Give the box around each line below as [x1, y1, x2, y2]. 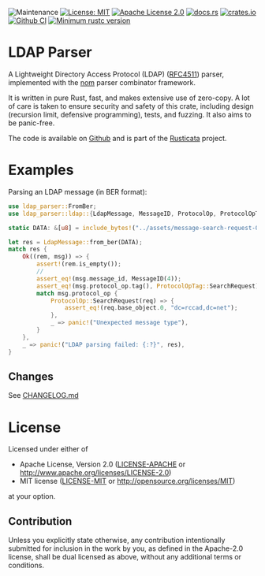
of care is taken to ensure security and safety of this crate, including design [8, 101, 254, 110]
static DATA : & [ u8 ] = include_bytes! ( [8, 224, 136, 232]
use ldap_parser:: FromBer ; [8, 202, 97, 210]
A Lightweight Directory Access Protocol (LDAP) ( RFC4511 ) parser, [8, 69, 225, 79]
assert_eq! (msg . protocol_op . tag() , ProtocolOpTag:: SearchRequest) [36, 282, 259, 290]
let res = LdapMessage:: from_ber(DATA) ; [8, 238, 144, 246]
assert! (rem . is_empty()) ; [36, 260, 122, 268]
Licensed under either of [8, 444, 88, 454]
